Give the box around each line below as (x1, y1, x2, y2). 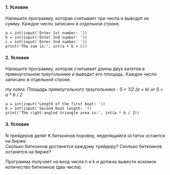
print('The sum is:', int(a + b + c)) (5, 44, 87, 49)
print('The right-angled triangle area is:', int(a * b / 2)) (5, 111, 140, 116)
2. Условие (5, 54, 29, 60)
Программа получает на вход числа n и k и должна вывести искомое (5, 158, 156, 164)
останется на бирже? (5, 149, 52, 155)
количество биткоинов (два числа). (5, 164, 82, 170)
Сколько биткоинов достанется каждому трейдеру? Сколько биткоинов (5, 143, 162, 149)
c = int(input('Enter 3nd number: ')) (5, 40, 87, 45)
